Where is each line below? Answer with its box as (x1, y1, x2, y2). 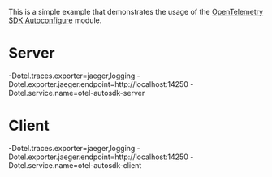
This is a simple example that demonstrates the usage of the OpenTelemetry (8, 7, 264, 16)
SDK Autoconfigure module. (8, 15, 102, 25)
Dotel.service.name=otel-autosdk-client (8, 160, 142, 170)
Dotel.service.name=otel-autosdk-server (8, 88, 145, 97)
